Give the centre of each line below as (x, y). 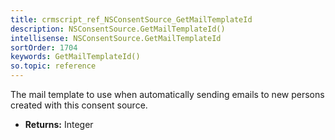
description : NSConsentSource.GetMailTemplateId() (118, 29)
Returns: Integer (59, 124)
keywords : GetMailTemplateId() (75, 57)
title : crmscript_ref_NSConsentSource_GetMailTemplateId (131, 19)
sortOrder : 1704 (44, 47)
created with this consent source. (79, 105)
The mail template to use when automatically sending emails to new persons (167, 94)
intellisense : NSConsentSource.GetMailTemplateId (116, 38)
